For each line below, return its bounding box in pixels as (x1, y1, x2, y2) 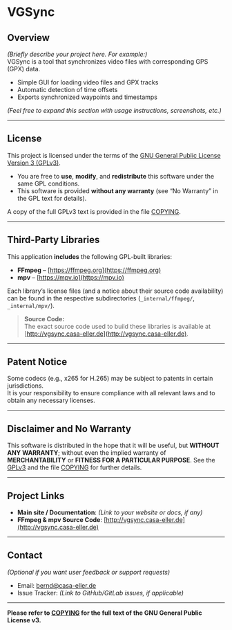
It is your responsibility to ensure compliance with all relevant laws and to (7, 389, 215, 397)
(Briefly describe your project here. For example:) (7, 50, 148, 58)
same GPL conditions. (17, 179, 80, 188)
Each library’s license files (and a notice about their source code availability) (7, 287, 224, 295)
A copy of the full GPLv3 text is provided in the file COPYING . (7, 207, 182, 215)
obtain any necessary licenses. (7, 396, 95, 405)
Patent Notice (7, 356, 68, 368)
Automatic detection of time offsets (17, 86, 118, 93)
